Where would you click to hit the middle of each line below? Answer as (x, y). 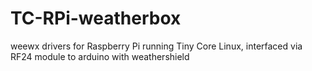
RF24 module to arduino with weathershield (100, 56)
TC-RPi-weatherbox (96, 18)
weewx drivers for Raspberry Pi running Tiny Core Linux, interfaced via (156, 46)
